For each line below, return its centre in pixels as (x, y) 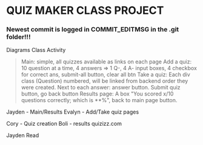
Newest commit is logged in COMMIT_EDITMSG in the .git (93, 30)
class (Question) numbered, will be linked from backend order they (105, 81)
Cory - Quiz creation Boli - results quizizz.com (64, 124)
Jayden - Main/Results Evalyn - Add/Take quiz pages (73, 112)
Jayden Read (23, 135)
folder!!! (18, 37)
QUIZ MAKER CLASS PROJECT (85, 11)
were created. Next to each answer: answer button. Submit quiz (101, 88)
